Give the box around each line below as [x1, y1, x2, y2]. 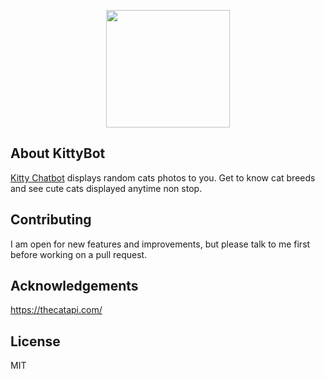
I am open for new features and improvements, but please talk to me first [10, 238, 311, 250]
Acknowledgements [10, 278, 139, 295]
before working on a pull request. [10, 248, 148, 260]
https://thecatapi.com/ [10, 304, 103, 316]
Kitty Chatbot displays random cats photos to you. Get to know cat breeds [10, 171, 316, 184]
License [10, 333, 61, 350]
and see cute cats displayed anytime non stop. [10, 182, 203, 194]
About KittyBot [10, 145, 106, 162]
